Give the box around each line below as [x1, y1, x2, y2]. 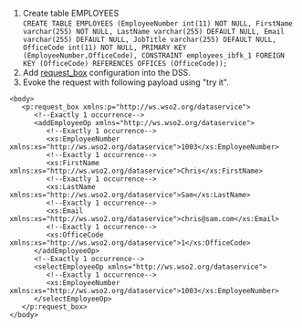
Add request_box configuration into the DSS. [22, 68, 192, 78]
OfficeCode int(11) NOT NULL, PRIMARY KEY [22, 43, 187, 52]
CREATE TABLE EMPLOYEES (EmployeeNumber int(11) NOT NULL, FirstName [22, 19, 294, 28]
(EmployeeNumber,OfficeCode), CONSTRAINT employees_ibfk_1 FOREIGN [22, 51, 285, 60]
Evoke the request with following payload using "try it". [22, 77, 230, 88]
